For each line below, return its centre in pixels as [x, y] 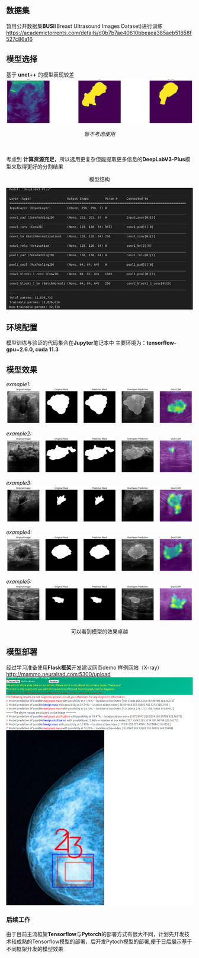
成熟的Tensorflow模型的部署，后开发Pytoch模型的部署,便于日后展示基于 [104, 941]
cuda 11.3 [47, 349]
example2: [19, 434]
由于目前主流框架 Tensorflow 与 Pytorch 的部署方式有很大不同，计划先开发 [95, 934]
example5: [19, 581]
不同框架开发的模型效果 [35, 949]
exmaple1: [18, 384]
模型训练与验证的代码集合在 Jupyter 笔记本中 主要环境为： [76, 343]
